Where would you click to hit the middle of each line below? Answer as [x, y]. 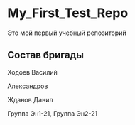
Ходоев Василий [33, 72]
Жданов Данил [30, 99]
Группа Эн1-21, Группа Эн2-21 [53, 113]
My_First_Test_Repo [68, 13]
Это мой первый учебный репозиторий [67, 33]
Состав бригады [45, 55]
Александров [28, 86]
